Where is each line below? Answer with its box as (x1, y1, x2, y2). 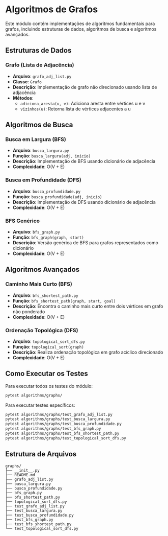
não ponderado (12, 308, 45, 315)
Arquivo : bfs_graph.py (12, 228, 60, 235)
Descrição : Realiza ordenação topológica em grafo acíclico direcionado (12, 349, 163, 355)
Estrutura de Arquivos (5, 450, 77, 458)
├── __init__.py (5, 468, 40, 473)
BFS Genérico (5, 217, 40, 224)
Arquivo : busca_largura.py (12, 147, 70, 154)
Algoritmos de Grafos (5, 4, 98, 15)
